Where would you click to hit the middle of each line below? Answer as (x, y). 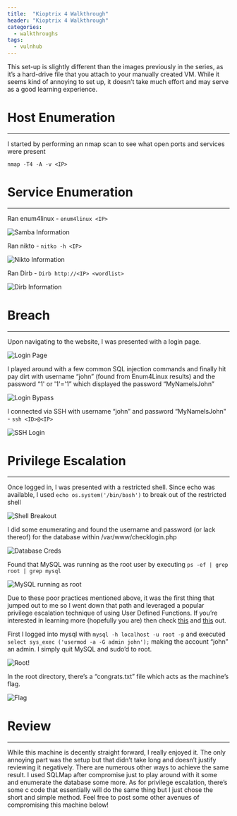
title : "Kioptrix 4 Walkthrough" (58, 14)
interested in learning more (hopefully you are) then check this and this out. (117, 620)
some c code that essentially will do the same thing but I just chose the (110, 790)
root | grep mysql (34, 571)
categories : (25, 27)
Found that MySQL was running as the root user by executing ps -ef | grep (118, 564)
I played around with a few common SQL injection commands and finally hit (117, 368)
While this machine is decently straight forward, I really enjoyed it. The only (116, 752)
